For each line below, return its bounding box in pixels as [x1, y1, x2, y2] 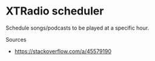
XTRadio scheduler [5, 4, 104, 18]
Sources [5, 36, 27, 43]
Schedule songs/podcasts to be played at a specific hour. [5, 24, 150, 31]
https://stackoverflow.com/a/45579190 [14, 47, 112, 55]
